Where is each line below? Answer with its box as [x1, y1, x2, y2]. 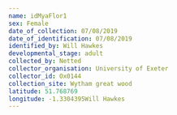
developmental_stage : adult [8, 49, 104, 57]
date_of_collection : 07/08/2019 [8, 27, 118, 35]
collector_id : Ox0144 [8, 72, 82, 80]
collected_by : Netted [8, 57, 82, 66]
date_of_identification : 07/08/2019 [8, 34, 132, 43]
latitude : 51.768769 [8, 87, 79, 96]
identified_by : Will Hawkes [8, 42, 104, 50]
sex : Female [8, 19, 49, 28]
